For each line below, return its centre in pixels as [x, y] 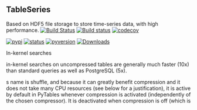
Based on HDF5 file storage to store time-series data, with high [82, 24]
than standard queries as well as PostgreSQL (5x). [67, 71]
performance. [23, 30]
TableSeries [28, 10]
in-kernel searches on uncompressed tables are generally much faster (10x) [98, 64]
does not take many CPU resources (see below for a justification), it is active [98, 88]
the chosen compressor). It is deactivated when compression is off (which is [98, 101]
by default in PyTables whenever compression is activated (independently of [98, 94]
